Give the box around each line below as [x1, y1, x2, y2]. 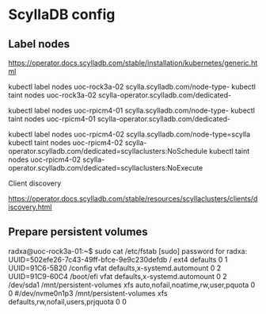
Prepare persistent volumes [8, 225, 148, 239]
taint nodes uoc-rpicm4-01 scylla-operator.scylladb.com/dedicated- [8, 114, 231, 124]
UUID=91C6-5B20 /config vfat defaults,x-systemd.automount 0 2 [8, 263, 222, 273]
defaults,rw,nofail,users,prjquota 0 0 [8, 297, 127, 306]
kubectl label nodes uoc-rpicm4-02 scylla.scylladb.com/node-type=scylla [8, 129, 251, 139]
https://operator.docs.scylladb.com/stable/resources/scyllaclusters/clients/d [8, 194, 258, 203]
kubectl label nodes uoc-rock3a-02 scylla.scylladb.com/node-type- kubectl [8, 82, 256, 91]
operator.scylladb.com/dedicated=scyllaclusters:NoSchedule [8, 147, 208, 155]
